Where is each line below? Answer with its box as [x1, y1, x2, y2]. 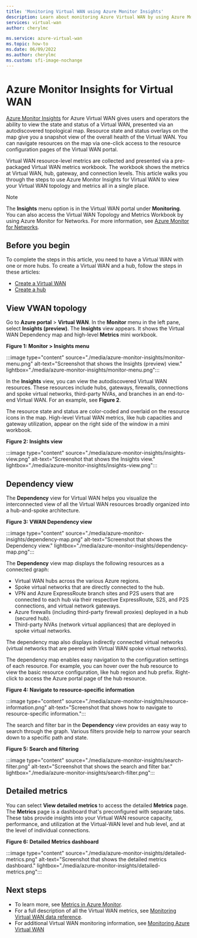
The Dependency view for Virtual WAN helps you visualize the [6, 494, 157, 501]
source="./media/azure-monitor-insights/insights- [65, 450, 186, 457]
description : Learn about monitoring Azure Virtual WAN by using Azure [6, 14, 185, 20]
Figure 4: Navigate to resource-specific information [6, 686, 135, 693]
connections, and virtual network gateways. [14, 602, 121, 609]
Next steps [6, 885, 47, 895]
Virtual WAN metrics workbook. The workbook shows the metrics [31, 163, 189, 170]
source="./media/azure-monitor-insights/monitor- [65, 354, 186, 361]
